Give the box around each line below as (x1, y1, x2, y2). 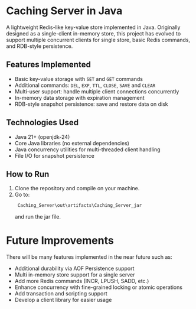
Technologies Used (6, 118, 79, 128)
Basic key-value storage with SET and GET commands (14, 75, 143, 82)
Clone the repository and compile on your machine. (14, 185, 140, 192)
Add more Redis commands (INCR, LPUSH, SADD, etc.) (14, 278, 149, 285)
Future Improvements (6, 234, 114, 248)
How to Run (6, 169, 50, 179)
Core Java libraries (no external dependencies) (14, 139, 130, 147)
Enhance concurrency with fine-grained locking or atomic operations (14, 284, 183, 291)
